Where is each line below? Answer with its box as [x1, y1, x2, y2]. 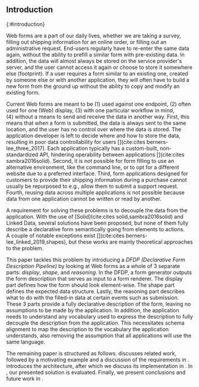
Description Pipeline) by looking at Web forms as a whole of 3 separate [6, 262, 180, 269]
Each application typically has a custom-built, [47, 144, 159, 152]
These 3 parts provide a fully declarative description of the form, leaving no [6, 300, 191, 307]
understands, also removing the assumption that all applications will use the [6, 332, 192, 339]
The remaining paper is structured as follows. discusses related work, [6, 350, 177, 357]
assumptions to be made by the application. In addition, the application [6, 306, 179, 314]
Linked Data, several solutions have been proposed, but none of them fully [6, 219, 189, 226]
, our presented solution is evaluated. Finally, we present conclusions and [6, 369, 186, 376]
